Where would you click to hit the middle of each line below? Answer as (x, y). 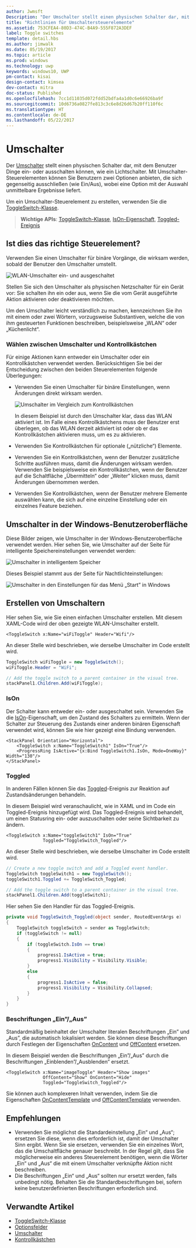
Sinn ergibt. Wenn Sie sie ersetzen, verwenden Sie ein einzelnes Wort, (99, 1145)
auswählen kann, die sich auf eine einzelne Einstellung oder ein (91, 500)
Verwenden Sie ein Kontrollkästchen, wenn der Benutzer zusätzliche (97, 458)
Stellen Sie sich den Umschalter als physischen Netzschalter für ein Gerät (95, 287)
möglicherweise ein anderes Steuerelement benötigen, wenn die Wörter (101, 1157)
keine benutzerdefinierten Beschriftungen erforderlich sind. (86, 1188)
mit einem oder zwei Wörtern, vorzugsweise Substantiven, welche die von (95, 317)
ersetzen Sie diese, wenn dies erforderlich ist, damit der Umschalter (97, 1139)
